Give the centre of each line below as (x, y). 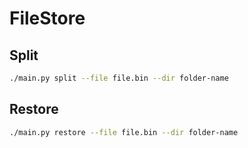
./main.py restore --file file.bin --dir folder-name (124, 132)
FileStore (47, 18)
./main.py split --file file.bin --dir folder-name (119, 78)
